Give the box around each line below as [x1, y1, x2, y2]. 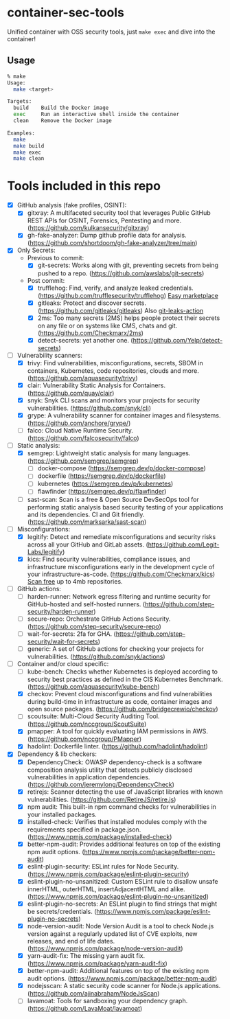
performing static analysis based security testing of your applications [27, 503, 224, 511]
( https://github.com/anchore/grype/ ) [27, 419, 131, 427]
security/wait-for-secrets [27, 637, 98, 645]
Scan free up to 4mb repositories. [27, 577, 123, 585]
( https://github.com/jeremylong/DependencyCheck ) [27, 780, 175, 788]
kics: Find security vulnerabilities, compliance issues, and [27, 555, 190, 563]
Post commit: [27, 276, 65, 284]
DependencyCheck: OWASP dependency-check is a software [27, 757, 203, 766]
